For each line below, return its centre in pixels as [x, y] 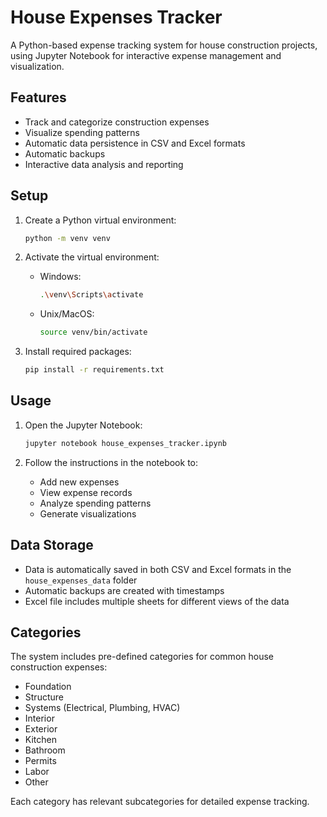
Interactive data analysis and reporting [104, 164]
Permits [40, 761]
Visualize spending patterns [82, 132]
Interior [39, 718]
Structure [44, 697]
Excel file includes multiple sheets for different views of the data [157, 601]
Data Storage [52, 545]
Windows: [60, 277]
